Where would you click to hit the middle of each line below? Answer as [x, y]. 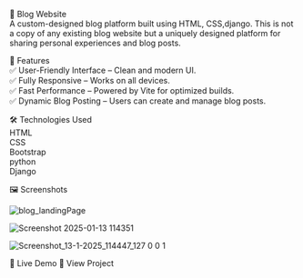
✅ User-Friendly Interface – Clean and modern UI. [103, 70]
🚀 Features [30, 60]
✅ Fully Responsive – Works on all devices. [90, 80]
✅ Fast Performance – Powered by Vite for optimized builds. [122, 90]
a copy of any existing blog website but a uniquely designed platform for [145, 33]
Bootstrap [28, 152]
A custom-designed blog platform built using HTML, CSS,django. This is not [151, 24]
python [23, 162]
